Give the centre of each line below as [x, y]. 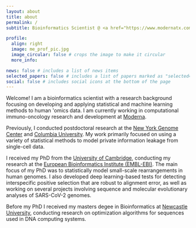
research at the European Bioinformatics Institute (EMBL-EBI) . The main [92, 164]
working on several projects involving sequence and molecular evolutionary [97, 189]
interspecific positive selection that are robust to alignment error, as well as [96, 183]
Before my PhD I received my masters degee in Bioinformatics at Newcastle [97, 207]
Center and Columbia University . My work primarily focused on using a [91, 134]
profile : [17, 39]
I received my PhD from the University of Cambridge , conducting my [88, 158]
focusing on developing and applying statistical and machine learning [90, 104]
